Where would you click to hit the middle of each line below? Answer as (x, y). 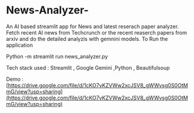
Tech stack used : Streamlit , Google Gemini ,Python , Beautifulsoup (88, 67)
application (20, 45)
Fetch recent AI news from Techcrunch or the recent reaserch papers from (96, 32)
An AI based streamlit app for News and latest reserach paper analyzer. (93, 26)
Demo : (15, 79)
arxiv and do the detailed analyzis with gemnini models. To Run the (87, 39)
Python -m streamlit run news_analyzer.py (57, 56)
